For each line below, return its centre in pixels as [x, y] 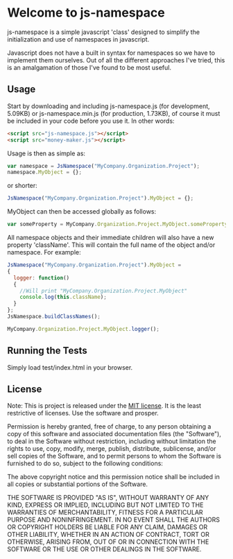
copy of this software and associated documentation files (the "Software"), [114, 434]
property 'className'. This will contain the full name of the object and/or [111, 245]
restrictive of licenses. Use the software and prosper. [83, 413]
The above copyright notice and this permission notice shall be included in [113, 477]
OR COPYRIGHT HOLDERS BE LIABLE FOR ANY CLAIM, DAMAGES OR [107, 527]
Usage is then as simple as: [46, 153]
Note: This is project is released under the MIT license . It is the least [104, 406]
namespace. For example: [44, 252]
